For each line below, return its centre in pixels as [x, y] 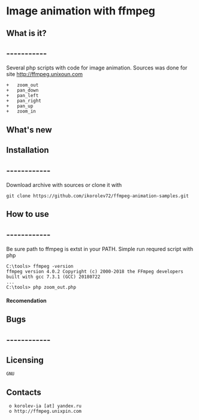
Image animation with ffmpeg [81, 11]
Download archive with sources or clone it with [64, 185]
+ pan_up [20, 106]
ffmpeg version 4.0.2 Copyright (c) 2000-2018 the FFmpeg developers [95, 272]
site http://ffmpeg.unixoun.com [44, 74]
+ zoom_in [21, 111]
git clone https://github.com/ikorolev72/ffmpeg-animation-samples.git [97, 196]
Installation [28, 150]
